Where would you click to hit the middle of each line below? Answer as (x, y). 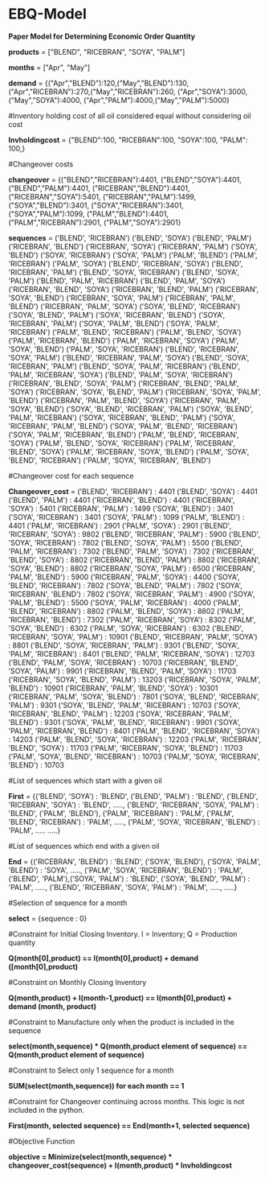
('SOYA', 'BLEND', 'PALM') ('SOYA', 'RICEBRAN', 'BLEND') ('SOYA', (117, 315)
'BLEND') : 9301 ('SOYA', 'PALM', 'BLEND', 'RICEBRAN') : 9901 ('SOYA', (124, 722)
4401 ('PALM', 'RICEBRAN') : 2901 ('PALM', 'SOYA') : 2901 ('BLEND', (120, 525)
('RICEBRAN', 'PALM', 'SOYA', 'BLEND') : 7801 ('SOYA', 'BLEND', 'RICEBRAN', (134, 696)
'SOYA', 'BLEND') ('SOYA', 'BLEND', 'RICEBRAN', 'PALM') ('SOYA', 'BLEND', (131, 409)
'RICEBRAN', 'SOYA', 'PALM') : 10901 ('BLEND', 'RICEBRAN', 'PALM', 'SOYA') (133, 636)
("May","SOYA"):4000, (45, 100)
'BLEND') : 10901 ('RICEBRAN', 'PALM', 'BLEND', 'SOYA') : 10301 (113, 688)
